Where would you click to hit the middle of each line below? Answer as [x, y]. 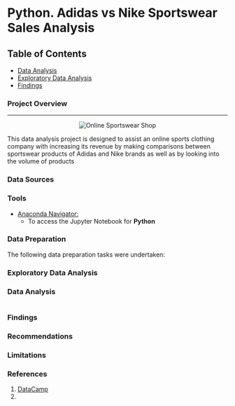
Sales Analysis [51, 28]
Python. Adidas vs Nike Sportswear [113, 13]
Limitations [27, 355]
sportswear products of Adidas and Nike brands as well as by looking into [113, 154]
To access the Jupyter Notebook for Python [91, 221]
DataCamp [33, 389]
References [27, 374]
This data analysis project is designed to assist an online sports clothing [111, 139]
